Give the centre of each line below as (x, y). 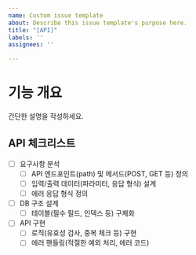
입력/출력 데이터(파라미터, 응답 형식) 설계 (94, 183)
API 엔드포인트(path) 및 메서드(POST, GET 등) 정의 (110, 173)
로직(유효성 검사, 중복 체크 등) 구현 (84, 233)
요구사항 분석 (40, 164)
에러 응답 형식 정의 (60, 194)
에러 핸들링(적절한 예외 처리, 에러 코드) (90, 243)
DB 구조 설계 (39, 203)
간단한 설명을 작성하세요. (46, 116)
